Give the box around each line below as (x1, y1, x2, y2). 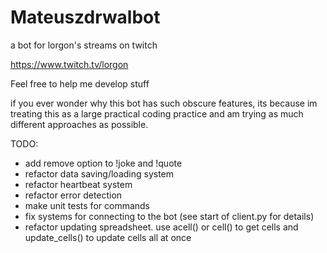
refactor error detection (24, 189, 123, 201)
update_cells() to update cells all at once (24, 231, 192, 243)
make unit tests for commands (24, 199, 151, 211)
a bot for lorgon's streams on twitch (10, 39, 158, 51)
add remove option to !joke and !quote (24, 157, 183, 169)
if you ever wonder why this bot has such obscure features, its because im (10, 97, 318, 109)
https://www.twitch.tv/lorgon (10, 58, 129, 70)
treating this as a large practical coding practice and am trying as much (10, 107, 304, 120)
